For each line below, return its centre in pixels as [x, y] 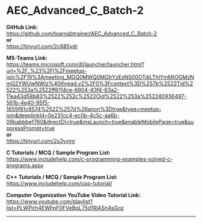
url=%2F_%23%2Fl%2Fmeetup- [47, 70]
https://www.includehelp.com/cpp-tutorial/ [59, 183]
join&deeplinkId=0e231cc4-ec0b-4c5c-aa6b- [63, 115]
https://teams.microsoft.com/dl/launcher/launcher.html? [75, 64]
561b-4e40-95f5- [28, 102]
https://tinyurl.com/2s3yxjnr [41, 141]
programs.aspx [25, 165]
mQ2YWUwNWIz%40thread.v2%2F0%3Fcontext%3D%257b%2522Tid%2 [100, 83]
